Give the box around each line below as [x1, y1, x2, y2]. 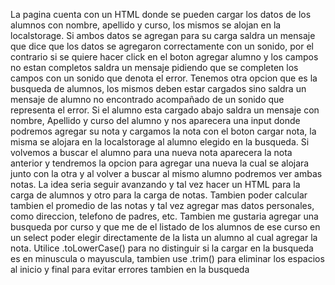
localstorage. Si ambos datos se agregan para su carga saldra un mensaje [10, 30, 316, 41]
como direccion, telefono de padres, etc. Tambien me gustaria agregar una [10, 210, 319, 222]
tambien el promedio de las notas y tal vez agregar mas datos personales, [10, 200, 315, 211]
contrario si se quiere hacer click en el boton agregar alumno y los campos [10, 51, 319, 63]
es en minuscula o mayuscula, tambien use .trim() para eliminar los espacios [10, 253, 325, 264]
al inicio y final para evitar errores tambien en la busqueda [10, 264, 250, 275]
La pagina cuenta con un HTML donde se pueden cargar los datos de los [10, 9, 312, 20]
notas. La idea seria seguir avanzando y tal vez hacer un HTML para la [10, 179, 301, 190]
